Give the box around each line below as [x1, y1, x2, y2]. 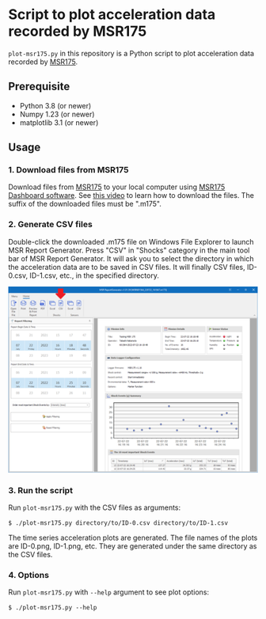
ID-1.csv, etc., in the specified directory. [29, 271, 160, 280]
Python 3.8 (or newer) [19, 101, 92, 110]
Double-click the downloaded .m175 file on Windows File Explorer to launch [8, 237, 255, 246]
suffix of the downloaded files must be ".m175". [8, 199, 162, 209]
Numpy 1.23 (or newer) [19, 109, 95, 119]
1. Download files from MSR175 [8, 165, 129, 176]
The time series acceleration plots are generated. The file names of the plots [8, 533, 258, 543]
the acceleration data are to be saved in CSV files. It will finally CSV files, [8, 262, 245, 272]
